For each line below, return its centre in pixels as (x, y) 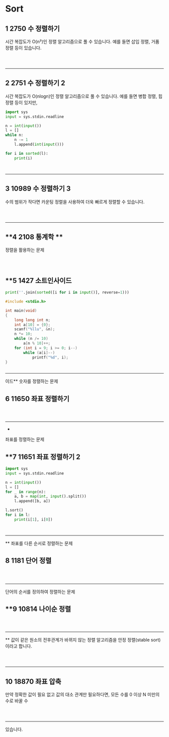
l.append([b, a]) (32, 501)
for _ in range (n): (26, 492)
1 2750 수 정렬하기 (33, 28)
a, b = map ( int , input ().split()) (50, 496)
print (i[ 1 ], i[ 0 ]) (33, 519)
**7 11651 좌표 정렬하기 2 (43, 457)
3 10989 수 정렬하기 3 (38, 189)
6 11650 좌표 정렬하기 (37, 398)
